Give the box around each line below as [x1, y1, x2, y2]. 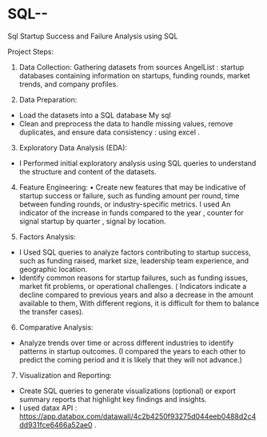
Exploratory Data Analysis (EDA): [18, 142, 128, 152]
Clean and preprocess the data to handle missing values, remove [18, 118, 233, 128]
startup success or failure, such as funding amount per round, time [18, 190, 240, 200]
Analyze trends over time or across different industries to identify [18, 338, 234, 347]
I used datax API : [18, 403, 78, 412]
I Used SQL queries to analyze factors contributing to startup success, [18, 247, 251, 257]
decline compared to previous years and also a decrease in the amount [18, 290, 253, 299]
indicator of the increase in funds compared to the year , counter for [18, 207, 245, 217]
